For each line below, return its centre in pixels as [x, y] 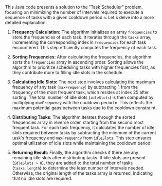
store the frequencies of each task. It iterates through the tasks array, [82, 37]
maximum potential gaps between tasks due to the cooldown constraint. [84, 108]
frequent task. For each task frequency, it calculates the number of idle [83, 128]
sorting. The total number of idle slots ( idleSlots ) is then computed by [83, 97]
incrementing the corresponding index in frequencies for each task [79, 42]
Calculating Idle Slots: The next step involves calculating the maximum [84, 82]
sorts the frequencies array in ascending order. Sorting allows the [78, 62]
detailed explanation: [26, 22]
